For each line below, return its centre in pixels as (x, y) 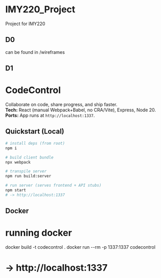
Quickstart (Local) (35, 132)
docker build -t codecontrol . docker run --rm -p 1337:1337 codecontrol (80, 247)
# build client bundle (29, 157)
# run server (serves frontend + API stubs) (53, 186)
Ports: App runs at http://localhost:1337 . (50, 115)
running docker (39, 233)
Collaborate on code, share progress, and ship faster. (61, 105)
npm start (16, 190)
